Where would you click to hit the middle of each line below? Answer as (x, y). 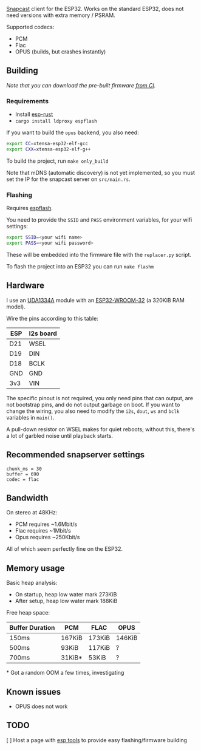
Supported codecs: (30, 27)
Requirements (28, 101)
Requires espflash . (30, 208)
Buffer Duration (32, 628)
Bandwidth (27, 498)
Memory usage (36, 568)
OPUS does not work (41, 706)
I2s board (43, 333)
